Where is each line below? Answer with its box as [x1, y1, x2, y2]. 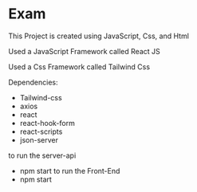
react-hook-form [19, 118, 76, 127]
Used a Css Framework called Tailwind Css [8, 61, 150, 72]
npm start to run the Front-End [19, 166, 120, 175]
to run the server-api [8, 151, 77, 160]
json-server [19, 135, 58, 144]
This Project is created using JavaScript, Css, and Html [8, 31, 190, 41]
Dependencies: [8, 77, 58, 87]
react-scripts [19, 127, 63, 136]
